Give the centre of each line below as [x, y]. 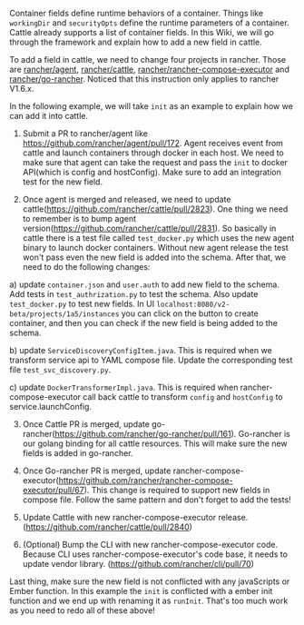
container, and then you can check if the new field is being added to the [144, 323]
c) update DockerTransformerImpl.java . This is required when [124, 387]
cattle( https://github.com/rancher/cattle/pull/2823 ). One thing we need [155, 209]
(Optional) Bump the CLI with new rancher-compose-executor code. [150, 545]
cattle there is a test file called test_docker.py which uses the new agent [158, 238]
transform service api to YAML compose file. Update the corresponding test [151, 360]
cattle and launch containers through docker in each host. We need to [153, 153]
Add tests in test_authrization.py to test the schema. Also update [134, 294]
